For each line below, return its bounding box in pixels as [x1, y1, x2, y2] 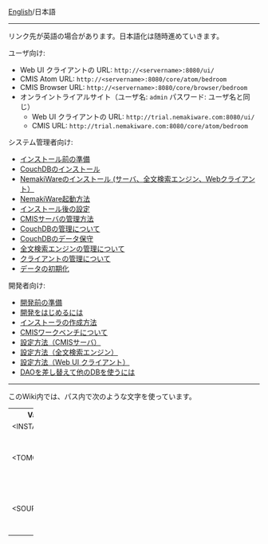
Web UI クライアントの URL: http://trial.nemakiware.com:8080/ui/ [31, 112, 255, 121]
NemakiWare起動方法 [19, 194, 90, 203]
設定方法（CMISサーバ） [19, 338, 101, 346]
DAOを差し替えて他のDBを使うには [19, 367, 136, 377]
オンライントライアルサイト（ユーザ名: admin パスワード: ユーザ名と [19, 92, 243, 101]
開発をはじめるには [19, 307, 84, 317]
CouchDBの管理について [19, 224, 100, 233]
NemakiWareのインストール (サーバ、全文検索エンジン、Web [19, 174, 221, 183]
